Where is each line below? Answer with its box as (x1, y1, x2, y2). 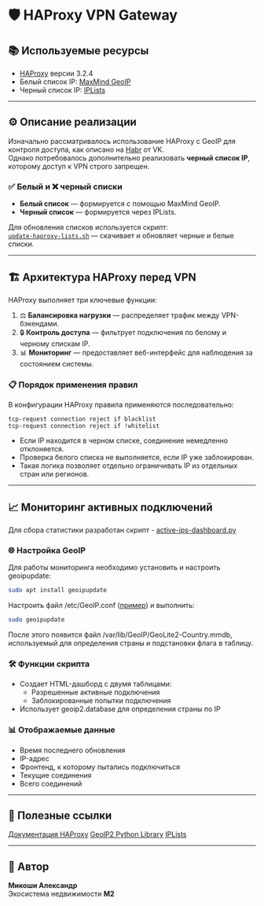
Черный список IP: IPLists (19, 86, 106, 94)
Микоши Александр (8, 881, 78, 890)
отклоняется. (19, 444, 64, 454)
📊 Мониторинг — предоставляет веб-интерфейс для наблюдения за (19, 348, 253, 357)
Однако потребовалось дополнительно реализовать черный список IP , (8, 153, 250, 162)
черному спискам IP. (19, 339, 90, 348)
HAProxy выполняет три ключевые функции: (8, 295, 157, 304)
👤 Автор (8, 860, 49, 873)
